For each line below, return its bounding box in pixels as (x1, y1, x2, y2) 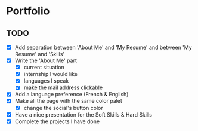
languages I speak (23, 77, 69, 84)
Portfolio (6, 4, 50, 18)
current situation (23, 64, 64, 71)
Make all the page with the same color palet (14, 98, 122, 105)
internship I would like (23, 71, 78, 78)
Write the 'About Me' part (14, 57, 78, 64)
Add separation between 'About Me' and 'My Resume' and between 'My (14, 44, 192, 51)
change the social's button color (23, 104, 103, 111)
